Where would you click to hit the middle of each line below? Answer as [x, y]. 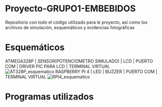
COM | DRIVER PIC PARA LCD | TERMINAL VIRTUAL [58, 66]
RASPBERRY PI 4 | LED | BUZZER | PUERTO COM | [106, 71]
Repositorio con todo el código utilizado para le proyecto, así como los [76, 22]
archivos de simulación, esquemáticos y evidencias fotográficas [70, 27]
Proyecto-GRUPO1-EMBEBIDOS [70, 9]
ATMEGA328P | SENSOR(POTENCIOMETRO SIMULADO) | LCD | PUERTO [79, 61]
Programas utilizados [50, 97]
